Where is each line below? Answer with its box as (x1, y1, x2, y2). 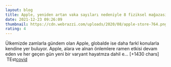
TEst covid (6, 56, 28, 62)
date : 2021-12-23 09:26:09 (5, 17, 63, 22)
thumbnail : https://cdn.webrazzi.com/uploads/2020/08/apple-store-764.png (5, 21, 167, 27)
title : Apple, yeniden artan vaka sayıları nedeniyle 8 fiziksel (5, 12, 147, 17)
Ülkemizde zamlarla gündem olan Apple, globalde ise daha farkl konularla (5, 40, 159, 46)
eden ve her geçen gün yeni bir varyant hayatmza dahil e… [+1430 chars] (5, 51, 159, 57)
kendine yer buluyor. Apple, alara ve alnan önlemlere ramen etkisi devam (5, 46, 158, 52)
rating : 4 (5, 26, 26, 31)
